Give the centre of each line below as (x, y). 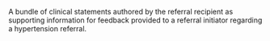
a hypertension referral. (48, 29)
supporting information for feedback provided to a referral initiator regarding (135, 20)
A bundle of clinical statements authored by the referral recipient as (121, 12)
